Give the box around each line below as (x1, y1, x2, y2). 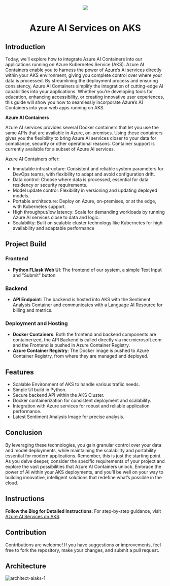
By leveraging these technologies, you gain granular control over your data (5, 442, 161, 448)
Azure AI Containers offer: (5, 156, 60, 162)
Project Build (5, 240, 47, 249)
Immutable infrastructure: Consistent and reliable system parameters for (12, 166, 164, 171)
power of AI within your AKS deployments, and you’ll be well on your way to (5, 468, 164, 475)
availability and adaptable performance (12, 225, 95, 231)
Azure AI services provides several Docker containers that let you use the (5, 125, 159, 130)
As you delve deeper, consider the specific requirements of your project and (5, 458, 165, 464)
